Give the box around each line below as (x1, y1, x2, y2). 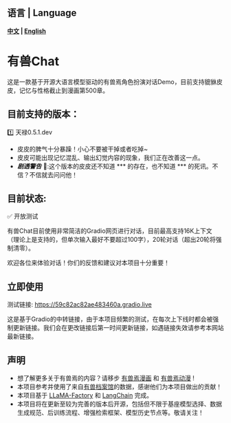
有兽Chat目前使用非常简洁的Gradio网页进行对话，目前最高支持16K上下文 (7, 227, 212, 235)
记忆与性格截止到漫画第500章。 (19, 86, 109, 94)
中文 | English (7, 27, 47, 35)
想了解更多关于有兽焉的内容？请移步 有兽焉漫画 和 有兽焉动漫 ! (16, 374, 195, 382)
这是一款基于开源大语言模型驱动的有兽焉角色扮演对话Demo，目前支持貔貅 (7, 77, 217, 85)
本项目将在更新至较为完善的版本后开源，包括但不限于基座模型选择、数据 (16, 400, 222, 408)
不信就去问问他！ (29, 170, 78, 178)
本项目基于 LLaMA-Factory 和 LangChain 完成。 (16, 391, 153, 399)
